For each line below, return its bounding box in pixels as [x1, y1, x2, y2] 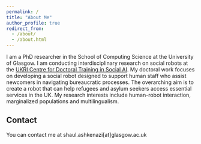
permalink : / [6, 8, 39, 15]
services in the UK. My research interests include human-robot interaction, [6, 91, 191, 98]
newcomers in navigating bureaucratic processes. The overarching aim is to [6, 79, 194, 86]
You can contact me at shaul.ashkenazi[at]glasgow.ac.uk [6, 131, 147, 138]
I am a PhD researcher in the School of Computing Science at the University [6, 53, 194, 60]
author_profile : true [6, 20, 61, 26]
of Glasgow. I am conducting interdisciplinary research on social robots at [6, 59, 188, 67]
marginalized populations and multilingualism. [6, 98, 119, 105]
